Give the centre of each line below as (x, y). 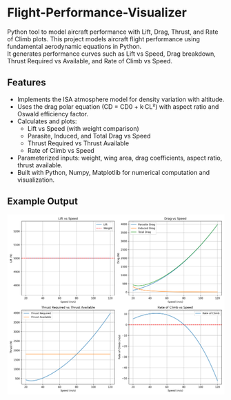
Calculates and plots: (47, 121)
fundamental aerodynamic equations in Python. (74, 46)
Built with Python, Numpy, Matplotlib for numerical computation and (113, 172)
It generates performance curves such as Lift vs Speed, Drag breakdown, (111, 54)
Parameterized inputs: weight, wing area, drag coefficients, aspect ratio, (120, 158)
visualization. (36, 180)
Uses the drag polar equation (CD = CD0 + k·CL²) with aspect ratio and (118, 106)
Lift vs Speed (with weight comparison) (83, 128)
